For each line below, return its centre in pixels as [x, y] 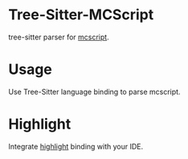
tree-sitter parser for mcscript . [59, 37]
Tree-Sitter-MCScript [81, 15]
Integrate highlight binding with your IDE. [76, 146]
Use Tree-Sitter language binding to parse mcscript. [94, 92]
